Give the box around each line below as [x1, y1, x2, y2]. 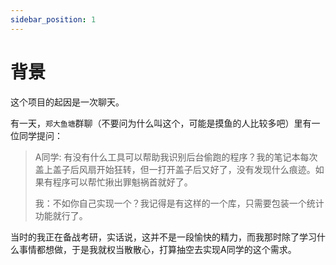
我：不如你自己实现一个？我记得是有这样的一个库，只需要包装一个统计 [34, 197, 325, 209]
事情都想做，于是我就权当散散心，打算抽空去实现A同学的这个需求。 [18, 243, 297, 255]
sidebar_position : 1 [10, 14, 97, 25]
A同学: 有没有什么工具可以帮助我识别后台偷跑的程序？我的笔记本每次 [34, 151, 318, 163]
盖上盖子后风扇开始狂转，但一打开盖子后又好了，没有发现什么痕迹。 [34, 163, 316, 175]
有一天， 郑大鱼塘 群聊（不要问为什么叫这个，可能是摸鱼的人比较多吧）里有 [10, 117, 312, 129]
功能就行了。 [34, 209, 88, 221]
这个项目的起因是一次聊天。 [10, 96, 125, 108]
